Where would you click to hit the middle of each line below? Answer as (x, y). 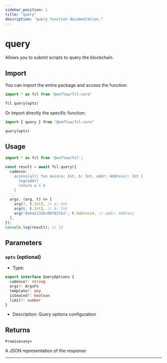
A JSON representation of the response (45, 351)
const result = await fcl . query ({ (41, 167)
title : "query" (21, 14)
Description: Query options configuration (54, 314)
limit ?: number (25, 300)
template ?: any (25, 291)
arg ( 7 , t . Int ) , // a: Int (41, 204)
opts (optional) (23, 257)
